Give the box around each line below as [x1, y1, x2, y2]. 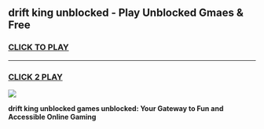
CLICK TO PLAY [8, 42, 69, 53]
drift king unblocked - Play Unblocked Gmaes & [8, 6, 244, 20]
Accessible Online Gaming [8, 112, 97, 121]
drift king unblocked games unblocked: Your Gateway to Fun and [8, 103, 224, 113]
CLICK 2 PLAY [8, 71, 63, 82]
